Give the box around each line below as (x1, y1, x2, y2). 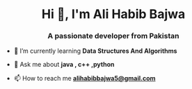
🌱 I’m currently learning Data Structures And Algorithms (13, 47, 177, 55)
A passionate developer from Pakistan (47, 31, 179, 41)
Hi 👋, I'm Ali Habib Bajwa (41, 6, 186, 22)
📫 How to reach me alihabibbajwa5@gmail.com (13, 74, 156, 83)
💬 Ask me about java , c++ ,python (13, 60, 115, 69)
